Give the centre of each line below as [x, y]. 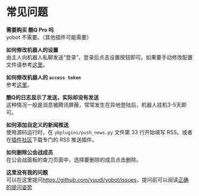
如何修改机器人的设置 [32, 50]
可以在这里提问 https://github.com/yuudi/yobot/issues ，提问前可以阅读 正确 [97, 179]
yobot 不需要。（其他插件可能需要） [49, 37]
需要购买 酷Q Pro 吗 [30, 30]
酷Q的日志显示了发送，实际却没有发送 [53, 97]
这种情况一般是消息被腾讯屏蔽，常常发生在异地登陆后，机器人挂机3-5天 [94, 105]
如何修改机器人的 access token [44, 77]
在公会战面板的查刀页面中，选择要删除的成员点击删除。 [74, 159]
